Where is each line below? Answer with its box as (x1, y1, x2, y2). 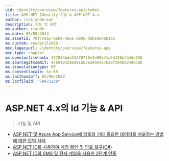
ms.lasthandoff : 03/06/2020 (5, 74, 65, 79)
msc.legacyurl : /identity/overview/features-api (5, 45, 111, 51)
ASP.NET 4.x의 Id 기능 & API (5, 102, 123, 114)
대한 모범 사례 (18, 137, 46, 144)
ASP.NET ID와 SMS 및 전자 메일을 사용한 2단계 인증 (12, 150, 116, 156)
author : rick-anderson (5, 17, 54, 22)
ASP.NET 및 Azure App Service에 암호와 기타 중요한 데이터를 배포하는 (12, 131, 154, 137)
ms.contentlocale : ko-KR (5, 70, 58, 75)
